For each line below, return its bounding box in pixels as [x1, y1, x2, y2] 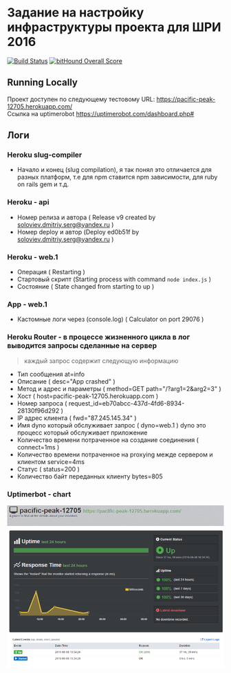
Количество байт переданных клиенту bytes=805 [16, 472, 163, 481]
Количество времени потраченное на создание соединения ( [16, 435, 199, 444]
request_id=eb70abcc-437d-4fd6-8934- [68, 399, 185, 407]
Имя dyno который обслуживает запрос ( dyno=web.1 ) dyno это [16, 421, 206, 429]
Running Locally [7, 77, 78, 89]
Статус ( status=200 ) [16, 465, 80, 473]
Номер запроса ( [16, 399, 67, 407]
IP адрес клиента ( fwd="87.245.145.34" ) [16, 414, 137, 422]
